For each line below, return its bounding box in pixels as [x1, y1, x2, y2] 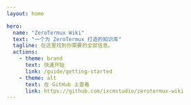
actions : [13, 49, 38, 56]
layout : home [6, 10, 44, 17]
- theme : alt [19, 74, 57, 81]
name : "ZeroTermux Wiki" [13, 29, 85, 36]
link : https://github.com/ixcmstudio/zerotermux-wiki [24, 88, 185, 95]
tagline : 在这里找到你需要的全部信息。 [13, 42, 114, 49]
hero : [6, 22, 22, 30]
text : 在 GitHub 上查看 [24, 81, 90, 88]
